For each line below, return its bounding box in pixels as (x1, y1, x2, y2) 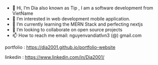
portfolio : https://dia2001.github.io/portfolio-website (5, 44, 116, 50)
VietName (12, 10, 34, 16)
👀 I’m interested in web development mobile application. (12, 16, 131, 21)
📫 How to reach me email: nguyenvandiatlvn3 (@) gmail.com (12, 32, 142, 38)
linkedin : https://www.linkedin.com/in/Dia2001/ (5, 54, 105, 60)
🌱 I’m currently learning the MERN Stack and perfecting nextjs (12, 21, 143, 27)
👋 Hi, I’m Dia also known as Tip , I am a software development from (12, 5, 154, 11)
